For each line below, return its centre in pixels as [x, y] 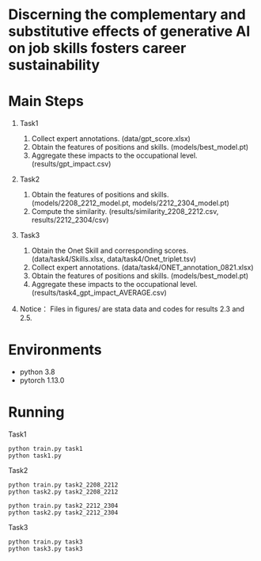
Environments [55, 350]
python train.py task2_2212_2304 [63, 506]
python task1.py [35, 456]
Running [36, 412]
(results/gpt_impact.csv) [71, 164]
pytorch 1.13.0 [42, 380]
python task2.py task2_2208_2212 [63, 492]
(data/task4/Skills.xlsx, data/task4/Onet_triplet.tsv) [113, 259]
